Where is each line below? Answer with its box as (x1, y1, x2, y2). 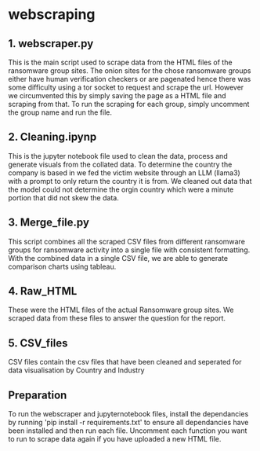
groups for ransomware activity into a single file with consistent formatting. (8, 245, 251, 255)
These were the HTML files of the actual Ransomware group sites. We (8, 305, 234, 315)
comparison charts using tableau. (8, 262, 117, 271)
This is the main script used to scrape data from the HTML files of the (8, 57, 233, 67)
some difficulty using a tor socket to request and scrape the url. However (8, 82, 244, 92)
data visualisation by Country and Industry (8, 365, 145, 375)
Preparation (8, 388, 67, 401)
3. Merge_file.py (8, 216, 90, 229)
